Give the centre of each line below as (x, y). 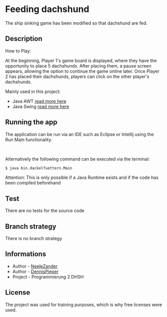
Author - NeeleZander (35, 266)
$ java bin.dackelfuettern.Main (39, 168)
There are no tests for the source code (45, 210)
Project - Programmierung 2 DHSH (48, 276)
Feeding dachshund (47, 9)
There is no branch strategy (34, 238)
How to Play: (18, 50)
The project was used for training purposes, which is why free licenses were (84, 304)
